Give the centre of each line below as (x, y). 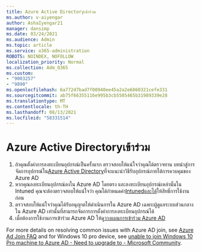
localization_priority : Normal (45, 62)
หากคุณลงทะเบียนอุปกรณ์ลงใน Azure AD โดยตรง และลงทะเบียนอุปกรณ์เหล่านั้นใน (98, 184)
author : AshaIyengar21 (34, 23)
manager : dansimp (28, 28)
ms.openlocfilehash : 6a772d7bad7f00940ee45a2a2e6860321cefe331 (87, 90)
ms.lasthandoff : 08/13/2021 (41, 112)
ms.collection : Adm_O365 (37, 67)
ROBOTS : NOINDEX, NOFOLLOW (40, 56)
